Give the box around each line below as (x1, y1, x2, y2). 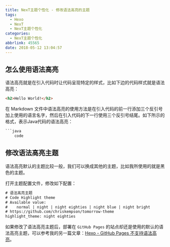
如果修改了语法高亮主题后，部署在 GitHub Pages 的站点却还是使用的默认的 (5, 224, 159, 230)
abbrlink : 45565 (5, 41, 39, 46)
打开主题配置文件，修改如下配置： (5, 180, 76, 186)
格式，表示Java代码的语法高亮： (5, 119, 73, 125)
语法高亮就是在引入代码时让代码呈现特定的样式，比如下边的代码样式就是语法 (5, 80, 165, 86)
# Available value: (5, 200, 47, 205)
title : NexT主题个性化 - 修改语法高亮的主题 (5, 7, 90, 13)
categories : (5, 31, 30, 36)
